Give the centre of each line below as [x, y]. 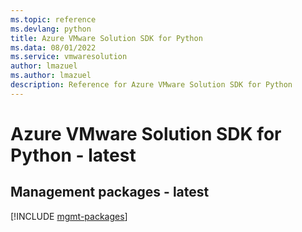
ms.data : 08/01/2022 [53, 47]
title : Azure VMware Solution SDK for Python [106, 38]
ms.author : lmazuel [51, 76]
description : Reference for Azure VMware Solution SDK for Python [151, 85]
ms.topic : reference [53, 19]
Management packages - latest [110, 192]
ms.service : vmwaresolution [69, 57]
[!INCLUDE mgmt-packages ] [69, 216]
